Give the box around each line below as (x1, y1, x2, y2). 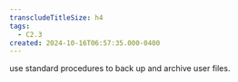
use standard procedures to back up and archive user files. (9, 63, 231, 74)
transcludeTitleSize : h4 (9, 13, 104, 23)
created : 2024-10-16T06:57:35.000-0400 (9, 38, 161, 48)
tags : (9, 22, 30, 31)
